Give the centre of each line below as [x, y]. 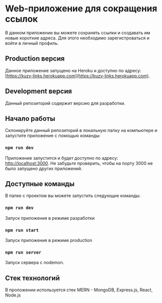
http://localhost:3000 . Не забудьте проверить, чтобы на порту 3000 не [79, 163]
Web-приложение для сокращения [81, 9]
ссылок [21, 19]
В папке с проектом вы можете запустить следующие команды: [73, 196]
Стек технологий [32, 278]
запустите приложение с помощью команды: [53, 135]
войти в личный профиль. [32, 43]
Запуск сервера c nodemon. [35, 263]
